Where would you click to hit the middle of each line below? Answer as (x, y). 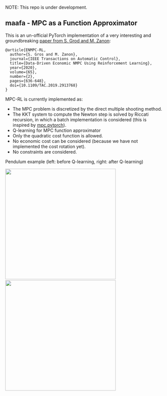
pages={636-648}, (28, 81)
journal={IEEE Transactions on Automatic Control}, (65, 59)
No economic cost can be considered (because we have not (75, 141)
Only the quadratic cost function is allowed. (58, 135)
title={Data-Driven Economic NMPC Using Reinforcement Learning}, (81, 63)
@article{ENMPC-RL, (26, 50)
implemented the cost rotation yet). (49, 146)
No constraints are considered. (45, 152)
